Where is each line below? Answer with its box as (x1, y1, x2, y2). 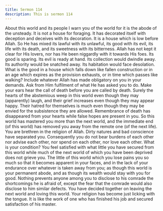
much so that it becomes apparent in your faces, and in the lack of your (5, 159, 148, 166)
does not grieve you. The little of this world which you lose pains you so (5, 154, 149, 160)
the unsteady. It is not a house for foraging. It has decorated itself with (5, 30, 146, 36)
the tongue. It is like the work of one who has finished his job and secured (5, 196, 153, 202)
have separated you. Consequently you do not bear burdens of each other (5, 134, 154, 139)
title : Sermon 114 (5, 7, 42, 12)
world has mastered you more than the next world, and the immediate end (5, 118, 153, 124)
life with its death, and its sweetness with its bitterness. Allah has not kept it (5, 46, 157, 52)
